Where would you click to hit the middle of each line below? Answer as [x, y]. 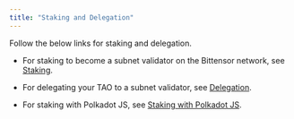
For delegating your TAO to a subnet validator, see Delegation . [137, 87]
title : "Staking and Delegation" [72, 17]
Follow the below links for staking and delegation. [101, 43]
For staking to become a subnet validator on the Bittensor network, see [153, 60]
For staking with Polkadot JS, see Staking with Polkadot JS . [132, 105]
